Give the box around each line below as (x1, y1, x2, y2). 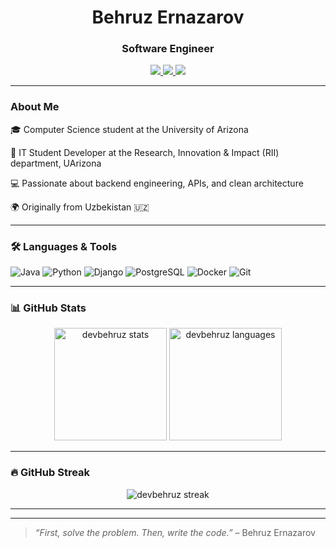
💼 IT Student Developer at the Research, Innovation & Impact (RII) (10, 146, 280, 158)
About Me (10, 100, 60, 114)
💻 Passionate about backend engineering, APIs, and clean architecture (10, 177, 304, 189)
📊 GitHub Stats (10, 301, 87, 315)
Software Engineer (121, 42, 215, 56)
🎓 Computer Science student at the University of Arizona (10, 123, 249, 135)
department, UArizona (10, 157, 102, 169)
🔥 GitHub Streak (10, 466, 91, 480)
